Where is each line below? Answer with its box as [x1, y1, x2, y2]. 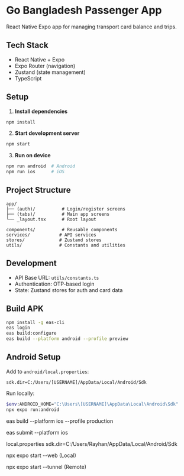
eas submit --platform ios [6, 429, 68, 436]
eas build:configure [6, 331, 57, 336]
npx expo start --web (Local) [6, 452, 77, 459]
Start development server [14, 129, 80, 137]
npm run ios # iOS [6, 169, 65, 175]
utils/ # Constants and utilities [6, 242, 126, 248]
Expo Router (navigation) [14, 62, 76, 69]
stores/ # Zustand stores [6, 237, 102, 243]
